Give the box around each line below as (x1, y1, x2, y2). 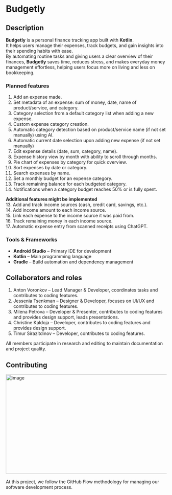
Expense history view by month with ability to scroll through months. (13, 154, 157, 160)
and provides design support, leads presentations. (13, 314, 119, 320)
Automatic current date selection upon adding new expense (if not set (13, 138, 161, 144)
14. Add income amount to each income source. (6, 207, 106, 213)
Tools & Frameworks (6, 236, 58, 243)
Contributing (6, 361, 47, 369)
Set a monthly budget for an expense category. (13, 175, 113, 182)
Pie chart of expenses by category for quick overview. (13, 159, 127, 165)
